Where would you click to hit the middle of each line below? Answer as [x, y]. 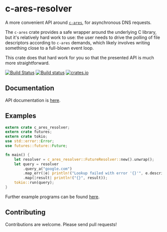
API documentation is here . [33, 100]
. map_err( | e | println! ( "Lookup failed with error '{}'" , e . [86, 173]
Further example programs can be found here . [52, 197]
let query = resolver [36, 164]
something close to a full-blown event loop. [49, 48]
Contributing [25, 212]
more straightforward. [27, 63]
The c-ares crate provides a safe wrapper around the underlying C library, [81, 32]
